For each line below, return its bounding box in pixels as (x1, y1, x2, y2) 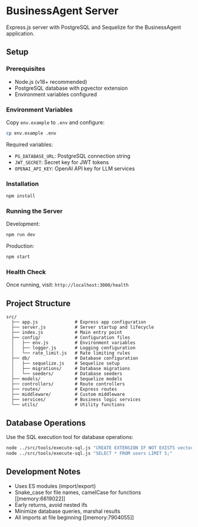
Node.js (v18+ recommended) (14, 78, 87, 85)
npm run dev (6, 232, 35, 238)
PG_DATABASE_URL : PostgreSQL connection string (14, 152, 131, 159)
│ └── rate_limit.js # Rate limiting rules (11, 350, 131, 356)
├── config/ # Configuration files (11, 335, 131, 341)
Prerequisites (6, 65, 45, 73)
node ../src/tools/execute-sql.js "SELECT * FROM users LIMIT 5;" (6, 450, 173, 456)
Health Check (6, 267, 46, 276)
